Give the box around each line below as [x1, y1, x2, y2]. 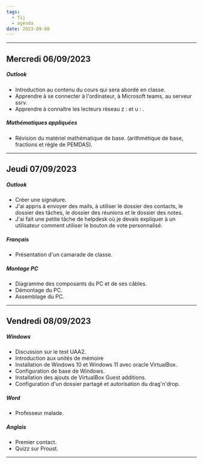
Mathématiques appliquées [6, 119, 77, 126]
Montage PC [6, 264, 39, 272]
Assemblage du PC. [14, 293, 65, 300]
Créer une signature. [14, 196, 66, 203]
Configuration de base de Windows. [14, 367, 105, 375]
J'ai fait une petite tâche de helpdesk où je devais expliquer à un [14, 215, 176, 223]
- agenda [11, 20, 34, 26]
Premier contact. [14, 439, 57, 446]
